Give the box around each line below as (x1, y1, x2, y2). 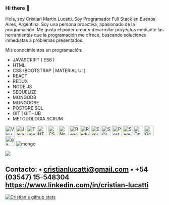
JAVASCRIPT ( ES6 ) (12, 57, 55, 63)
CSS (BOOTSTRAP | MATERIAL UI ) (12, 67, 86, 74)
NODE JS (12, 84, 32, 90)
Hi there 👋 (5, 5, 30, 12)
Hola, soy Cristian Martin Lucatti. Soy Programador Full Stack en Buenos (5, 16, 155, 22)
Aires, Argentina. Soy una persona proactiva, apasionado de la (5, 21, 135, 27)
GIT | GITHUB (12, 110, 41, 116)
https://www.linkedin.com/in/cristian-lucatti (5, 181, 149, 189)
